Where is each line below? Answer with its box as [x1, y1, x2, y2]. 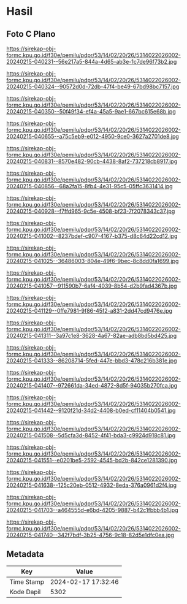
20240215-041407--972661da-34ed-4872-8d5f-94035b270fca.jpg [6, 382, 178, 389]
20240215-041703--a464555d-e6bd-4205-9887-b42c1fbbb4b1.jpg [6, 507, 179, 513]
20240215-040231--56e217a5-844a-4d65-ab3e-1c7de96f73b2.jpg [6, 58, 177, 65]
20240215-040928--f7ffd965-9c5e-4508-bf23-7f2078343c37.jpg [6, 207, 175, 215]
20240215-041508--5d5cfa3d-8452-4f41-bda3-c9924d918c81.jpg [6, 432, 176, 439]
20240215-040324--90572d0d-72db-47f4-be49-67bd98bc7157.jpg [6, 83, 180, 90]
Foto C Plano [6, 29, 56, 39]
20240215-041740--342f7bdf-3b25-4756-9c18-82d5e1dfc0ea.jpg [6, 532, 175, 538]
